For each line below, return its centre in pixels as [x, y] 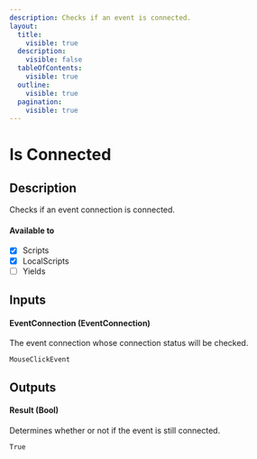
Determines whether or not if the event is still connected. [115, 430]
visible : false [54, 60]
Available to [32, 230]
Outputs [33, 387]
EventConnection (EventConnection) [80, 323]
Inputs [28, 300]
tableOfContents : [50, 69]
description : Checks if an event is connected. [101, 18]
